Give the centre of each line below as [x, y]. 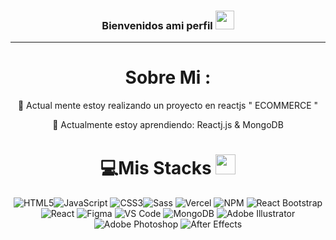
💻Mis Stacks [155, 168]
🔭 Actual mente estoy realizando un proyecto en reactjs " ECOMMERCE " [168, 106]
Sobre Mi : [168, 77]
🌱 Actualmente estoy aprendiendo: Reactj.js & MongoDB [168, 125]
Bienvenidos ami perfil [157, 25]
